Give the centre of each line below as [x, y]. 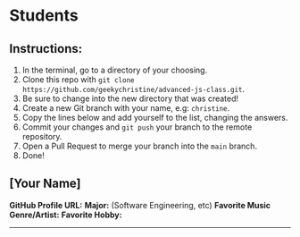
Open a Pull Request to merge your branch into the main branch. [139, 146]
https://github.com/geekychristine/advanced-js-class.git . [133, 89]
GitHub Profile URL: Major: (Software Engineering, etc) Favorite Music [140, 205]
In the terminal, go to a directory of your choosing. [115, 70]
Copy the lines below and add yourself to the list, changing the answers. [155, 118]
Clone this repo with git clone [78, 80]
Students [44, 16]
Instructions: [46, 49]
